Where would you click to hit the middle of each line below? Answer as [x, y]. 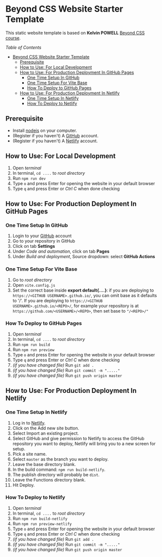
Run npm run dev [29, 178]
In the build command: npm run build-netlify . [59, 469]
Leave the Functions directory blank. [49, 480]
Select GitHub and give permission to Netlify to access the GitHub [78, 438]
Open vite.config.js [34, 285]
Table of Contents [24, 47]
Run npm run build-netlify [40, 518]
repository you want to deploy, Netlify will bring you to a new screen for [84, 444]
